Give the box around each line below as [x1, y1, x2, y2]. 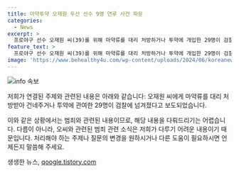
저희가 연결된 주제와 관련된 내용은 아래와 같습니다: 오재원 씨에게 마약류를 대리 [7, 91, 222, 100]
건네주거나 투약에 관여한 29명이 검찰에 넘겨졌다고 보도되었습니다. [26, 101, 208, 109]
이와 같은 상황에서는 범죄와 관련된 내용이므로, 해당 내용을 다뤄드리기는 [7, 116, 201, 124]
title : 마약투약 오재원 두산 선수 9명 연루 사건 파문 [7, 10, 144, 18]
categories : [7, 17, 43, 24]
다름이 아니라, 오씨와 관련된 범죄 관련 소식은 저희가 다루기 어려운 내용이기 [16, 125, 220, 133]
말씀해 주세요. [26, 143, 65, 151]
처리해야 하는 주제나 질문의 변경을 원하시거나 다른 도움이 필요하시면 [33, 133, 221, 142]
